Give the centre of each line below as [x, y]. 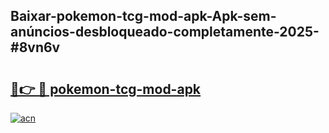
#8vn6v [35, 47]
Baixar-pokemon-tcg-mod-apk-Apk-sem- [143, 16]
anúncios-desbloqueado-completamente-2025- [165, 32]
